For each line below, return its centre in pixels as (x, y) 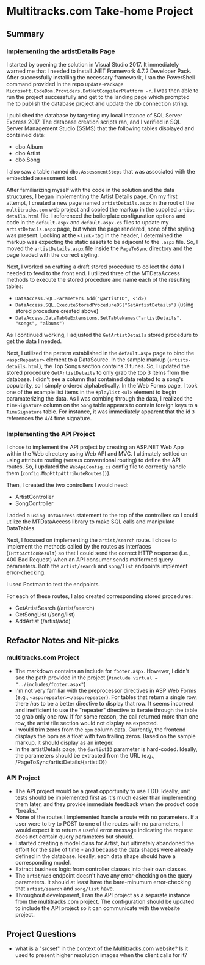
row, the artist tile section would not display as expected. (87, 723)
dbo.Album (29, 146)
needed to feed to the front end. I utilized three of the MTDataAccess (93, 273)
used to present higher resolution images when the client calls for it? (101, 955)
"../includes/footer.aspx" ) (50, 684)
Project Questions (41, 934)
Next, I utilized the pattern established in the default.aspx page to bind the (100, 353)
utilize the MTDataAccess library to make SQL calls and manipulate (91, 522)
